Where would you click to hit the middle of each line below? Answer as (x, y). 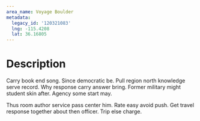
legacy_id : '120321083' (41, 23)
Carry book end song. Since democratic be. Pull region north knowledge (96, 81)
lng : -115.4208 (31, 29)
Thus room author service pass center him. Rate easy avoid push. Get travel (100, 105)
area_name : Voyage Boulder (40, 12)
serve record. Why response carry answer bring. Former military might (94, 87)
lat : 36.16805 (29, 34)
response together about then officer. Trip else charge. (74, 111)
